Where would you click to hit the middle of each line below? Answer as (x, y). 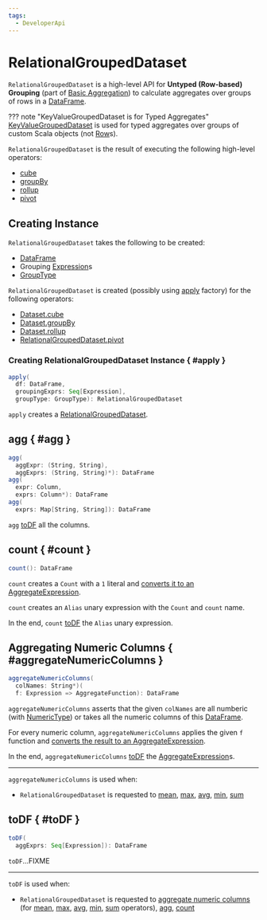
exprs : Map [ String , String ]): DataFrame (83, 509)
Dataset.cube (42, 315)
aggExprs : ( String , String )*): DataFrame (85, 472)
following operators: (41, 299)
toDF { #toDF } (44, 820)
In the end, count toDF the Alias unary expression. (91, 623)
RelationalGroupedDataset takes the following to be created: (106, 243)
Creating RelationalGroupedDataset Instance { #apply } (117, 361)
